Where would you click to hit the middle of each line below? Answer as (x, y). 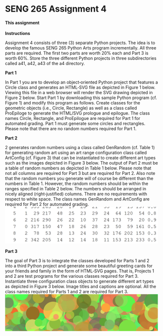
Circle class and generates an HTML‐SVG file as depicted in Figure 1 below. (80, 87)
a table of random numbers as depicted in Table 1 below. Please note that (78, 168)
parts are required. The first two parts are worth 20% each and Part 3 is (77, 53)
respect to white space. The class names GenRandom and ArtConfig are (77, 199)
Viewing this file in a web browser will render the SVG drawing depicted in (79, 93)
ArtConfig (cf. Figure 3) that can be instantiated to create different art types (81, 158)
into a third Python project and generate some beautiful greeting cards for (79, 266)
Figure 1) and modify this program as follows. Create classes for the (73, 103)
